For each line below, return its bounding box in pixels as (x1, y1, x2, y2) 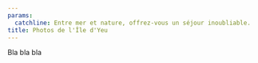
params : (7, 11, 34, 20)
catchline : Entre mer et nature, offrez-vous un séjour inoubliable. (14, 19, 251, 27)
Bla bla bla (7, 48, 42, 57)
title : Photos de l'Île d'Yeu (7, 26, 109, 34)
